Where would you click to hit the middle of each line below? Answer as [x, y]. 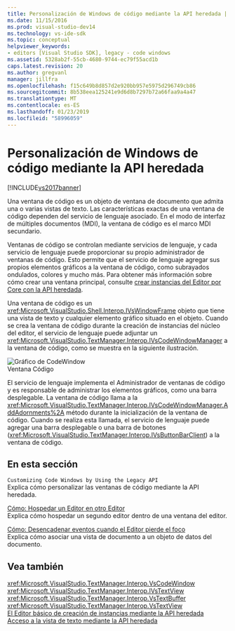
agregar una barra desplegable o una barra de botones [87, 427]
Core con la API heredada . [45, 290]
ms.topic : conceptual [39, 40]
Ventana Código [31, 369]
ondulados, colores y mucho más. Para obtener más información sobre [110, 274]
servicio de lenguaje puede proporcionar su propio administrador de [106, 252]
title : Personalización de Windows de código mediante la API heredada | [117, 14]
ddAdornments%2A [36, 412]
